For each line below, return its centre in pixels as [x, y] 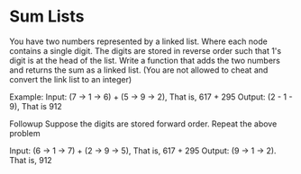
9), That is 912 [36, 106]
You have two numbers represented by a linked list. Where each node [138, 41]
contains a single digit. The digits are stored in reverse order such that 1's [146, 50]
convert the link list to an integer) [71, 79]
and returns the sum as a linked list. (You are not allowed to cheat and [139, 70]
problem [25, 133]
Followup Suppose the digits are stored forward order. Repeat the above [143, 124]
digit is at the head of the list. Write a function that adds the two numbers [145, 60]
